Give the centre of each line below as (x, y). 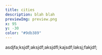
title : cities (20, 10)
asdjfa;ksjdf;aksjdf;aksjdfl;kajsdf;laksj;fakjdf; (51, 47)
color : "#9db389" (23, 33)
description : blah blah (30, 14)
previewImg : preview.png (31, 19)
